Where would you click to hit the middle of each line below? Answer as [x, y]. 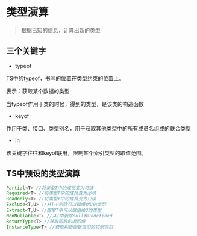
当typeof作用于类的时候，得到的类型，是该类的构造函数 [75, 104]
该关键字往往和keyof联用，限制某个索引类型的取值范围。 [77, 153]
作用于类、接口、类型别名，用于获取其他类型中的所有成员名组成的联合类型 [98, 128]
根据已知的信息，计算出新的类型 [61, 30]
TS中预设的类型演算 [43, 174]
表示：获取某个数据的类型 [38, 91]
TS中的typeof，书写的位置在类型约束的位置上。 [65, 78]
